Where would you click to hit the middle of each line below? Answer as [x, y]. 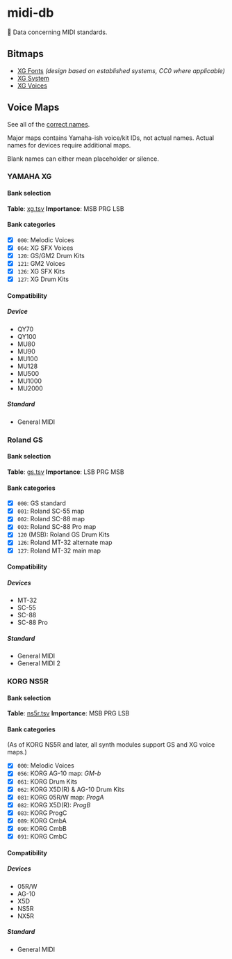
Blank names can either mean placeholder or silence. [83, 159]
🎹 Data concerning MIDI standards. [57, 32]
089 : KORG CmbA [42, 821]
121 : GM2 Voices [41, 264]
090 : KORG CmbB [42, 828]
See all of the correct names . [49, 124]
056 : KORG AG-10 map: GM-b [59, 773]
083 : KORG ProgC [42, 813]
